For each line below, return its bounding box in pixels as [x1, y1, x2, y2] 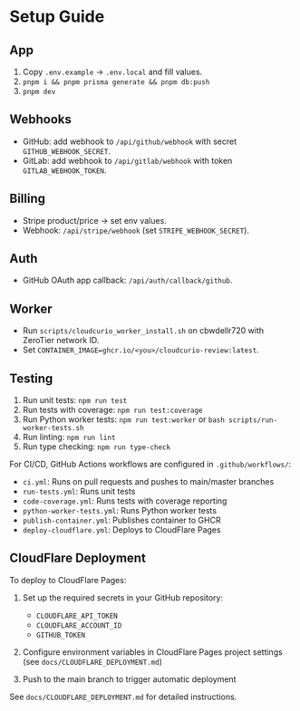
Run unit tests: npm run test [22, 395, 128, 406]
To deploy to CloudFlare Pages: [9, 574, 127, 585]
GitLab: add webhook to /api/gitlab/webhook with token [22, 155, 233, 166]
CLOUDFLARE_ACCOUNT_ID [35, 620, 122, 630]
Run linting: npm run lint [22, 432, 116, 443]
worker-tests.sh [22, 424, 84, 433]
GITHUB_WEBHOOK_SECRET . [22, 145, 111, 156]
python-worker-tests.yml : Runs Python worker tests [22, 505, 218, 516]
